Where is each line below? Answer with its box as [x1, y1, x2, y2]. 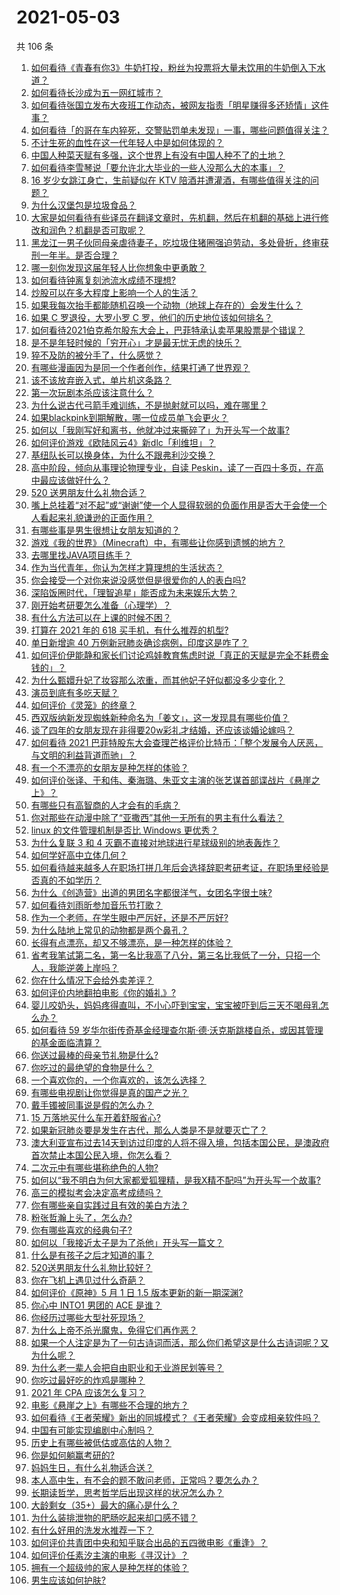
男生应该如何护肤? [30, 1574, 106, 1586]
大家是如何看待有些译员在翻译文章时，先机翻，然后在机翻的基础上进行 [30, 211, 321, 223]
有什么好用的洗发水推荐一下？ [30, 1524, 154, 1536]
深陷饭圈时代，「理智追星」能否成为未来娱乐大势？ [30, 586, 238, 598]
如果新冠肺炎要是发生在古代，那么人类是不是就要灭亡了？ [30, 1124, 268, 1136]
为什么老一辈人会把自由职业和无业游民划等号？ [30, 1361, 224, 1373]
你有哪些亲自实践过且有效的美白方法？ [30, 1199, 189, 1211]
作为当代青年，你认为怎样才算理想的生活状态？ [30, 561, 224, 573]
